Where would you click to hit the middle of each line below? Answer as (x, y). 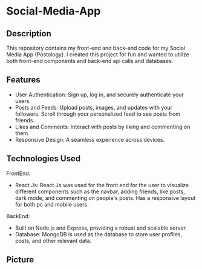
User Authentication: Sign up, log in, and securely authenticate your (99, 95)
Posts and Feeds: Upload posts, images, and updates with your (93, 107)
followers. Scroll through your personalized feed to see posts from (97, 114)
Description (29, 34)
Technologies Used (43, 159)
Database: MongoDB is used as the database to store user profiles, (99, 234)
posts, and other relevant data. (53, 241)
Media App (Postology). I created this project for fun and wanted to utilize (98, 55)
